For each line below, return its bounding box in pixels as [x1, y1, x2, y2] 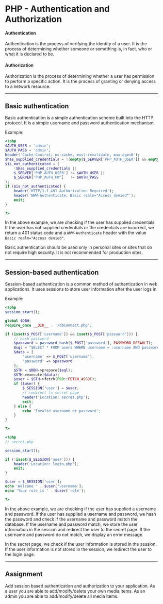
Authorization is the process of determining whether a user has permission [5, 73, 155, 79]
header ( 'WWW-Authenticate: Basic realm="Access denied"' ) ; [14, 193, 136, 198]
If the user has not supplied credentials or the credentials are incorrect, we [5, 225, 154, 231]
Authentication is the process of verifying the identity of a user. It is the [5, 41, 147, 47]
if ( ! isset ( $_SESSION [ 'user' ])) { [5, 457, 75, 462]
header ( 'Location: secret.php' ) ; [22, 395, 90, 400]
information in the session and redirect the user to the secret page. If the [5, 526, 150, 532]
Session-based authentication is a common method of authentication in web [5, 281, 158, 287]
